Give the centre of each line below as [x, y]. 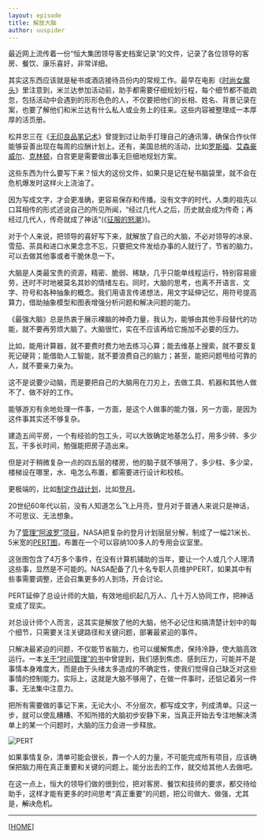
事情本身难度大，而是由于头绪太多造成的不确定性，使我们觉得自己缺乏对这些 [132, 669]
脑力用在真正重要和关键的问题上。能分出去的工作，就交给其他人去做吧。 [139, 767]
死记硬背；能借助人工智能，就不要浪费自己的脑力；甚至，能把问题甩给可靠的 [132, 356]
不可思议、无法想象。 [43, 516]
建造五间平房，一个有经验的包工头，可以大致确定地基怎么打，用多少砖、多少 [132, 436]
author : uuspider [37, 30]
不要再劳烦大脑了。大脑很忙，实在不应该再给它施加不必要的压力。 [136, 329]
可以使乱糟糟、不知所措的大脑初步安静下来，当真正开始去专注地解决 [139, 715]
